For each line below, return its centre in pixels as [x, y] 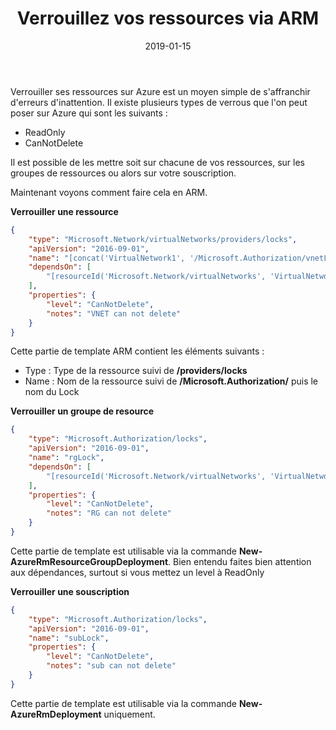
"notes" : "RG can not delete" [109, 513]
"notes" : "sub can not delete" [111, 666]
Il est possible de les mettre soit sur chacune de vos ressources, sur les [158, 162]
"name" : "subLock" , [69, 638]
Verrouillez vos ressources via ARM [168, 18]
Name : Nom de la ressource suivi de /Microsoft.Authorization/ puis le [171, 381]
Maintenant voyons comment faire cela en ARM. [109, 192]
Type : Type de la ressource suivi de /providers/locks [136, 371]
